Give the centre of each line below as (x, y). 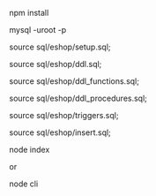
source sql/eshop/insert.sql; (60, 132)
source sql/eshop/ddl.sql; (56, 64)
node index (30, 150)
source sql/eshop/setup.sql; (60, 47)
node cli (24, 184)
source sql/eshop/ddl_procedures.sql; (78, 98)
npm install (29, 13)
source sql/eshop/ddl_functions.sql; (74, 81)
